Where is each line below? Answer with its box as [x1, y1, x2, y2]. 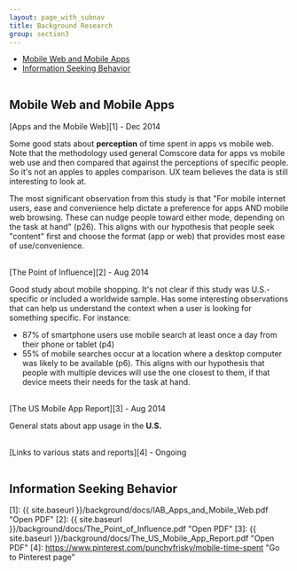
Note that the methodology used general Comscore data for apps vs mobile [9, 147, 285, 158]
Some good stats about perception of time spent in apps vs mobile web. [9, 138, 274, 149]
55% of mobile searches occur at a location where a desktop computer [21, 348, 282, 359]
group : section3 [9, 29, 69, 38]
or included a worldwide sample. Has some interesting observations [40, 293, 289, 304]
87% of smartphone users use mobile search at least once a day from [21, 329, 277, 340]
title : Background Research [9, 21, 113, 30]
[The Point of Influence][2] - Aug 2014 [9, 267, 149, 278]
